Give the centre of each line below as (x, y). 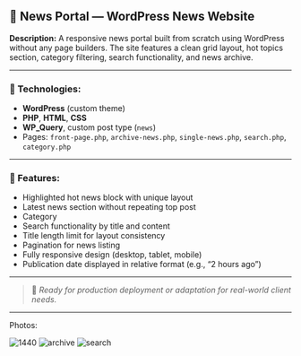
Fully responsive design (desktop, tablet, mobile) (112, 255)
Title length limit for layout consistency (94, 236)
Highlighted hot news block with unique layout (107, 197)
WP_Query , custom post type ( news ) (89, 127)
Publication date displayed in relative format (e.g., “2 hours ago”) (142, 265)
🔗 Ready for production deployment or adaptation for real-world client (161, 290)
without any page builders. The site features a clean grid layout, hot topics (146, 48)
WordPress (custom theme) (73, 109)
